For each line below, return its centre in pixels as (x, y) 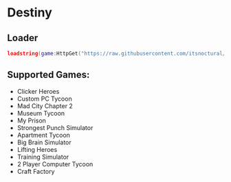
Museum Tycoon (41, 113)
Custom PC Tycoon (44, 99)
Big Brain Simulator (44, 142)
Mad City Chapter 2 (45, 106)
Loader (23, 38)
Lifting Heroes (37, 149)
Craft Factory (36, 171)
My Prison (32, 120)
